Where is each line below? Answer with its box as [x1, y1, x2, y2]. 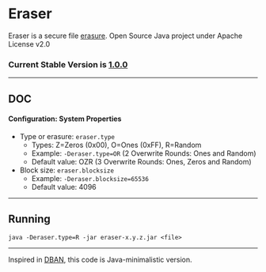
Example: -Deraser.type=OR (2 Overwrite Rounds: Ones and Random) [31, 148, 256, 158]
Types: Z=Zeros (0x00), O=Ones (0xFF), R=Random [31, 140, 202, 149]
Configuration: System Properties [8, 114, 122, 123]
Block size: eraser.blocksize [19, 165, 115, 175]
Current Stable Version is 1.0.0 [8, 59, 128, 70]
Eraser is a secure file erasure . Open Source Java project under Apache [8, 31, 243, 40]
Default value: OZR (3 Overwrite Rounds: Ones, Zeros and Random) [31, 157, 252, 166]
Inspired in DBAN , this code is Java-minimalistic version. [8, 255, 192, 264]
